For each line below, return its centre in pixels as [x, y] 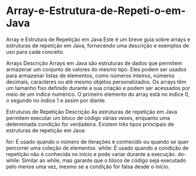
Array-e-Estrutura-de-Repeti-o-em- [96, 11]
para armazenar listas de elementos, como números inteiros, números [90, 75]
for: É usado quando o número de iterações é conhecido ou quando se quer [97, 142]
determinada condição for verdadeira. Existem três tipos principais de [90, 124]
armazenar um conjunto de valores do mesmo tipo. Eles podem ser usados [97, 69]
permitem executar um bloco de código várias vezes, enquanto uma [88, 118]
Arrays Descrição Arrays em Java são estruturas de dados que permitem [94, 63]
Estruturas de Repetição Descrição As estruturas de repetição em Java [92, 112]
